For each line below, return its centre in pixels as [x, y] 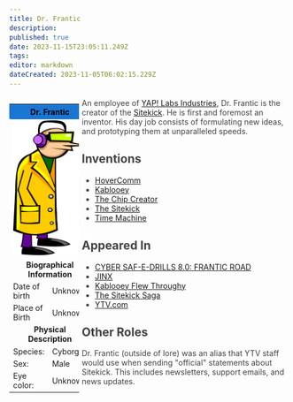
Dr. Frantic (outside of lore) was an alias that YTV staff [181, 353]
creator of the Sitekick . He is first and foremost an [173, 112]
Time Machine [121, 217]
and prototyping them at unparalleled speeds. [165, 131]
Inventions [112, 159]
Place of [28, 308]
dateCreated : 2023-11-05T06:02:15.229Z [83, 75]
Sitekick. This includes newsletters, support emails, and [183, 372]
